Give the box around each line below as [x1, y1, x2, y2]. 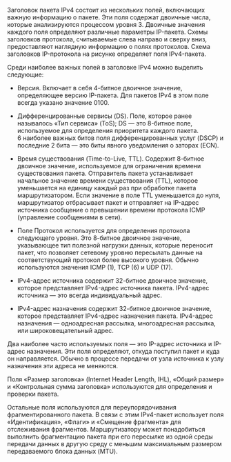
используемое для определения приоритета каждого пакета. [17, 127, 199, 134]
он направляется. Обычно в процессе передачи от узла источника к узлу [7, 354, 224, 363]
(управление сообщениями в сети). [17, 213, 123, 221]
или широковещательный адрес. [17, 327, 114, 334]
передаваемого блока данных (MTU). [7, 448, 119, 455]
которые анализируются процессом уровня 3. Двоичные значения [7, 21, 205, 28]
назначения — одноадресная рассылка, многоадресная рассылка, [17, 319, 216, 327]
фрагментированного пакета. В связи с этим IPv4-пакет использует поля [7, 410, 224, 419]
